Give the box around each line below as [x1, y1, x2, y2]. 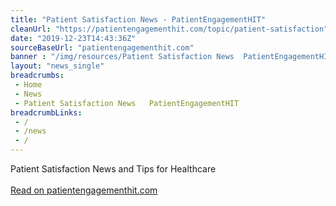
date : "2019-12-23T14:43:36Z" [10, 33, 137, 43]
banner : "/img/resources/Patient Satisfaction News [10, 52, 235, 62]
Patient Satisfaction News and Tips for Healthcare [10, 163, 217, 175]
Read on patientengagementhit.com [10, 184, 158, 196]
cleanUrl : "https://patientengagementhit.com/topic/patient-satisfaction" [10, 24, 329, 34]
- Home [14, 80, 43, 90]
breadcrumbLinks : [10, 107, 83, 118]
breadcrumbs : [10, 71, 65, 81]
